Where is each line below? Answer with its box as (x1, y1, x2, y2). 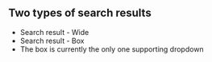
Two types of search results (8, 6, 152, 20)
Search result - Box (19, 36, 85, 45)
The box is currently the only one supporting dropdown (19, 44, 204, 54)
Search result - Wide (19, 27, 89, 37)
